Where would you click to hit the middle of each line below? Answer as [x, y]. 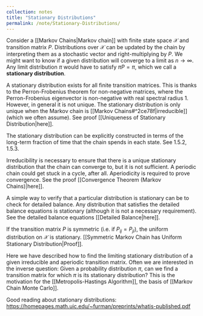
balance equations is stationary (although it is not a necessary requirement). [101, 211]
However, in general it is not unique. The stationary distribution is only [93, 105]
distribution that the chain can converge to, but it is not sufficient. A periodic [101, 167]
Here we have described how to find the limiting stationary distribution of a [100, 256]
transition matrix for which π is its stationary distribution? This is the [91, 275]
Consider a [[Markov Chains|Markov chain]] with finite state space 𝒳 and [98, 41]
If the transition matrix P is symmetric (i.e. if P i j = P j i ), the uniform [87, 230]
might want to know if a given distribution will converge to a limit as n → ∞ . [100, 61]
